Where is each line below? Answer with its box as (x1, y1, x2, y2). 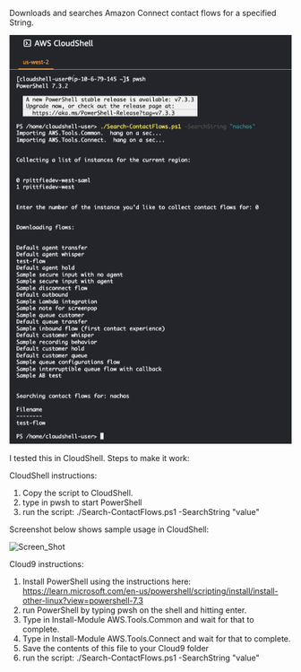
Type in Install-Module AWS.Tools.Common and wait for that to (21, 615, 254, 625)
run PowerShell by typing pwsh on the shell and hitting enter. (21, 605, 247, 615)
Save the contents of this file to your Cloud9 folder (21, 643, 209, 654)
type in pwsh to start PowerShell (21, 497, 142, 508)
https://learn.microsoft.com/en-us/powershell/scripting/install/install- (21, 586, 279, 597)
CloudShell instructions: (9, 470, 98, 481)
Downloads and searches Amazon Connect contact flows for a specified (9, 8, 277, 18)
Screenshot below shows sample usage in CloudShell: (9, 524, 209, 535)
